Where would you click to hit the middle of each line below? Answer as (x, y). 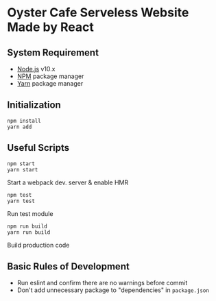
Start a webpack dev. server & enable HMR (68, 182)
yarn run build (29, 232)
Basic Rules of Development (69, 266)
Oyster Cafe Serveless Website (98, 13)
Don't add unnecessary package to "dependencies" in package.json (113, 290)
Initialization (34, 105)
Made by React (50, 27)
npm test (20, 195)
